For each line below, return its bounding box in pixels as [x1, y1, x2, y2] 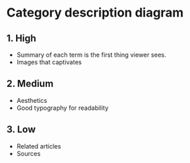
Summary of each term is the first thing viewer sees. [16, 50, 167, 59]
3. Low [6, 124, 36, 135]
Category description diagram [6, 5, 184, 21]
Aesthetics [16, 96, 48, 104]
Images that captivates [16, 58, 83, 66]
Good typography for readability [16, 104, 109, 112]
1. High [6, 32, 37, 44]
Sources [16, 149, 41, 157]
